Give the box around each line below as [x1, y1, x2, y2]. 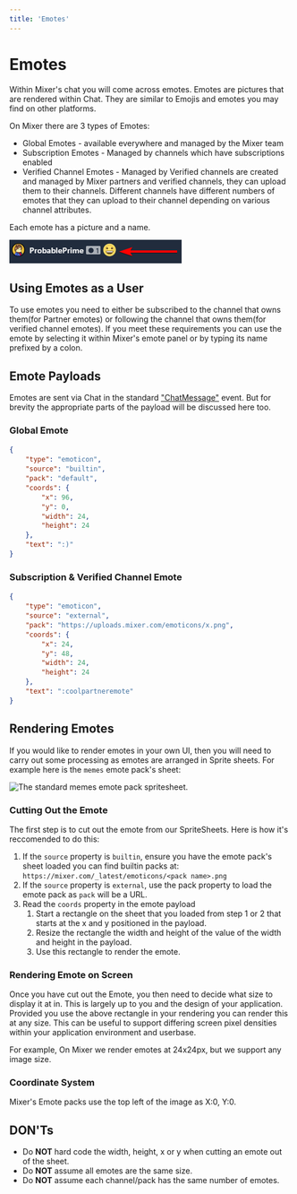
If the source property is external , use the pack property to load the [21, 879, 273, 890]
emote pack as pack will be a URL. [21, 888, 148, 900]
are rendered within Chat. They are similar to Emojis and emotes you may [9, 93, 279, 104]
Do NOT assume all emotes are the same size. [21, 1165, 193, 1176]
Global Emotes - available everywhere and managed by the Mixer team [21, 137, 284, 148]
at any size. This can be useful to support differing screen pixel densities [9, 1017, 277, 1028]
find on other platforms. [9, 103, 97, 114]
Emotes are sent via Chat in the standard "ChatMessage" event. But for [9, 393, 271, 403]
